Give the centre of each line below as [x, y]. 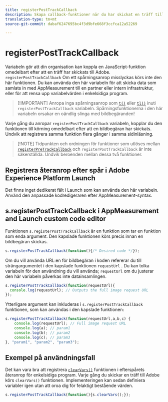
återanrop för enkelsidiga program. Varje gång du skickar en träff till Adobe [82, 375]
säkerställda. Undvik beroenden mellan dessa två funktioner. [80, 154]
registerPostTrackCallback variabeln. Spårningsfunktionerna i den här [90, 109]
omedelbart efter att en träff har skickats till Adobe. [58, 72]
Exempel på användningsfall [50, 358]
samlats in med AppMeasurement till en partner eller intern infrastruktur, [79, 88]
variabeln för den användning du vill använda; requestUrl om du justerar [79, 271]
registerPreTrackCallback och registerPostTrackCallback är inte [84, 149]
